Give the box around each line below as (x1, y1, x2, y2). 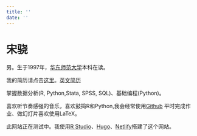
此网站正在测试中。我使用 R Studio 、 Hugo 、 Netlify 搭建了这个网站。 (6, 123, 175, 131)
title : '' (6, 8, 32, 15)
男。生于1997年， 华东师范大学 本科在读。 (6, 64, 109, 71)
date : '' (6, 15, 29, 21)
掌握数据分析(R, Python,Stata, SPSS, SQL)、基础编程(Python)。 (6, 89, 165, 97)
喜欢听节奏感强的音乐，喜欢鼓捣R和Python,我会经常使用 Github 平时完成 (6, 103, 186, 110)
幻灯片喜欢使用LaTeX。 (22, 110, 81, 117)
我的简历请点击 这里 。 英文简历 (6, 76, 81, 84)
